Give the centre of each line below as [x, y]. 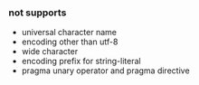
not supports [38, 13]
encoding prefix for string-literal [81, 61]
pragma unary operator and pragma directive [106, 71]
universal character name [69, 33]
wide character [50, 52]
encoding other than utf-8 [70, 42]
